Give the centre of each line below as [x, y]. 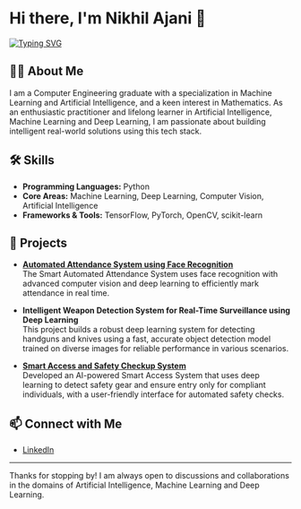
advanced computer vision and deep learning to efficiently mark [141, 284]
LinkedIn [38, 450]
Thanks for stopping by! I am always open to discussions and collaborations [149, 476]
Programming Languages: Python [86, 186]
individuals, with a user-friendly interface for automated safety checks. [153, 394]
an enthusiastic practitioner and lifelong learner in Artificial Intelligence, [141, 112]
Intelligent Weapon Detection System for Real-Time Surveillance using [156, 311]
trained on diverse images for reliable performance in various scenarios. [155, 349]
